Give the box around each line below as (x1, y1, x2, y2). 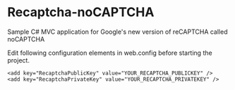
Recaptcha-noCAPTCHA (7, 4, 155, 20)
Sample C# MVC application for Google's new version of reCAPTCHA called (7, 27, 228, 36)
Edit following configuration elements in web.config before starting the (7, 49, 213, 57)
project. (7, 56, 30, 64)
